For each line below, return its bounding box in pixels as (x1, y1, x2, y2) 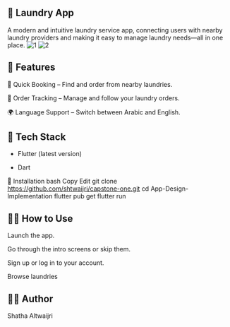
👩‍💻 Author (7, 292, 54, 304)
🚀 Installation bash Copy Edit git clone (7, 177, 118, 186)
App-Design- (150, 184, 189, 193)
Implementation (7, 192, 53, 201)
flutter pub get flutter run (54, 192, 126, 201)
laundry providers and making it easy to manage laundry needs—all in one (7, 33, 224, 42)
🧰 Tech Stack (7, 131, 66, 143)
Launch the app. (7, 231, 55, 240)
